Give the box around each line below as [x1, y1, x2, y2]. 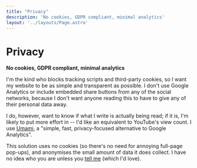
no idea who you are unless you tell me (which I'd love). [6, 155, 142, 162]
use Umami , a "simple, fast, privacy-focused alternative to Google [6, 125, 166, 132]
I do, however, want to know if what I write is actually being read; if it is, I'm [6, 113, 189, 120]
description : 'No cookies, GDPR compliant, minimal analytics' [6, 14, 165, 20]
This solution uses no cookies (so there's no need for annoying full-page [6, 143, 183, 150]
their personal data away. [6, 101, 68, 108]
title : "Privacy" [6, 8, 49, 15]
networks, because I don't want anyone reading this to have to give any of [6, 95, 186, 102]
